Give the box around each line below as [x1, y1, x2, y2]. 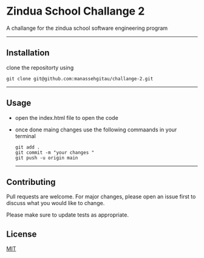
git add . [15, 144, 41, 150]
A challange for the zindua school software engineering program [6, 24, 168, 32]
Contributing [6, 176, 56, 187]
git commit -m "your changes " [15, 149, 95, 156]
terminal [15, 132, 36, 139]
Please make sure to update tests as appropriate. [6, 211, 129, 218]
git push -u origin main [15, 155, 78, 161]
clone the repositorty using [6, 64, 74, 71]
